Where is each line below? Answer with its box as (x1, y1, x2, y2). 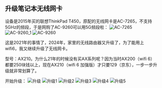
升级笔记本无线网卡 (5, 4, 63, 13)
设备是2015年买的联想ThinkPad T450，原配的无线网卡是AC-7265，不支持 (5, 18, 152, 24)
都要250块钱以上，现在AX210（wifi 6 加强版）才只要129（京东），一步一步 (5, 62, 153, 67)
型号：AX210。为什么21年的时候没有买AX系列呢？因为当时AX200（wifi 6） (5, 56, 155, 62)
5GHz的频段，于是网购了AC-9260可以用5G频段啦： (5, 24, 109, 30)
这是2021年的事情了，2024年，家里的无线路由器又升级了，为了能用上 (5, 39, 145, 45)
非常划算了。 (13, 68, 39, 74)
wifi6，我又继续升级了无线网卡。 (5, 45, 70, 51)
